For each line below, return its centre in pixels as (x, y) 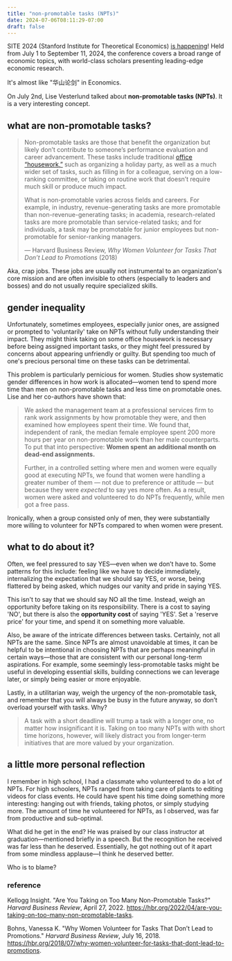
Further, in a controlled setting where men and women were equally (120, 468)
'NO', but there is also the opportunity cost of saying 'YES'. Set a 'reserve (113, 614)
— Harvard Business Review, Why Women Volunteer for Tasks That (120, 250)
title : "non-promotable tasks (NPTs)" (63, 14)
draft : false (26, 26)
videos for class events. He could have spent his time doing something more (116, 796)
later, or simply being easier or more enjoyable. (74, 679)
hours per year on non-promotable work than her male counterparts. (122, 440)
